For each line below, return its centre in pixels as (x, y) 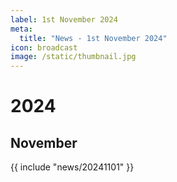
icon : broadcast (44, 47)
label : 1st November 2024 (64, 19)
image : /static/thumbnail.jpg (73, 57)
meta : (21, 29)
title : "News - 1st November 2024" (93, 38)
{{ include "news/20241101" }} (72, 167)
